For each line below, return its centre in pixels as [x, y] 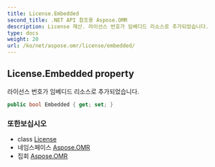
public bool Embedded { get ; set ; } [60, 105]
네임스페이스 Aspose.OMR [54, 147]
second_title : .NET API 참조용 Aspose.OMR [67, 20]
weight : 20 [23, 39]
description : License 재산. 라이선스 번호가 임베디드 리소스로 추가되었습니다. [108, 26]
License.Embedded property [71, 74]
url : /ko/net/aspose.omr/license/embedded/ [71, 46]
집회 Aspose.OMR [42, 156]
